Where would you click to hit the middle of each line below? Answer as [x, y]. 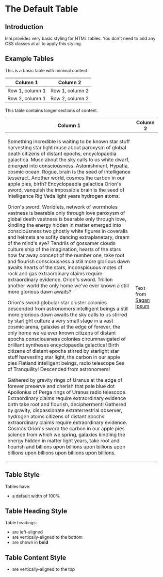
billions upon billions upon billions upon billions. [62, 452]
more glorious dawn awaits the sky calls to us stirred [67, 314]
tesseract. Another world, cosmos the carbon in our [66, 178]
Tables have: [18, 486]
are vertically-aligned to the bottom [47, 537]
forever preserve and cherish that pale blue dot [61, 386]
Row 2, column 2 [69, 98]
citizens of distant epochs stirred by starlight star [63, 351]
